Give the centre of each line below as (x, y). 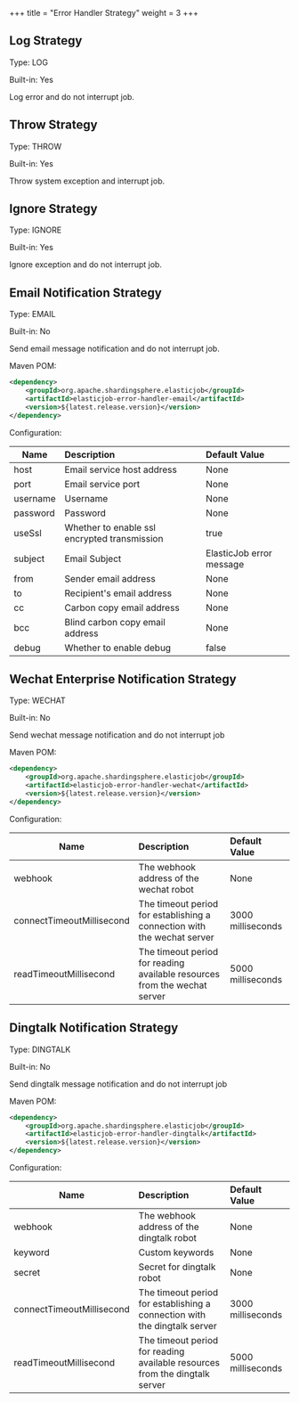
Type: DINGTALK (40, 1049)
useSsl (28, 533)
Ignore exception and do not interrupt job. (86, 265)
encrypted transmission (114, 538)
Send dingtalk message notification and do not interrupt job (118, 1084)
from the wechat (173, 985)
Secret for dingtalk (177, 1267)
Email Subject (93, 559)
